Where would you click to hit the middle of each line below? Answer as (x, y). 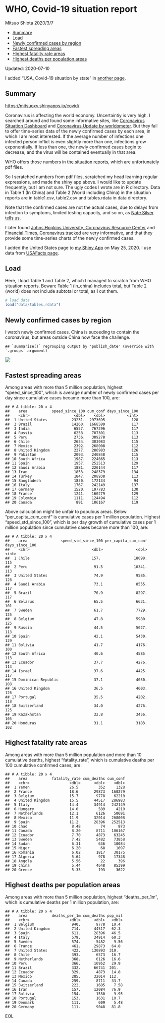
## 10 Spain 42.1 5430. (76, 636)
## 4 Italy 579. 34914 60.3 (63, 937)
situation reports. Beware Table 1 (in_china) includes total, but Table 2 (76, 286)
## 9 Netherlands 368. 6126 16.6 (63, 959)
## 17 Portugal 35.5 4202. (76, 697)
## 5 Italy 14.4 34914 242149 (65, 805)
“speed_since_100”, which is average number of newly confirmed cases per (82, 392)
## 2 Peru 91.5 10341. (76, 567)
